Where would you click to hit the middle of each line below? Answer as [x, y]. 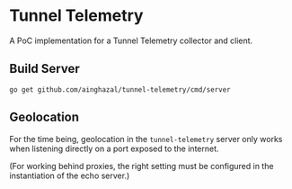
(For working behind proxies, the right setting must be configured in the [142, 166]
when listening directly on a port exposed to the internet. [114, 148]
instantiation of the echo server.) [70, 175]
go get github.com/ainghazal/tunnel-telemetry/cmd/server [120, 90]
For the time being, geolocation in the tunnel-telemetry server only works [146, 139]
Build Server [44, 69]
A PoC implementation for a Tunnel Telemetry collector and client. [131, 40]
